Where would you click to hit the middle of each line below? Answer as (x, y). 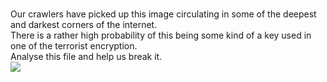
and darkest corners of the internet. (84, 24)
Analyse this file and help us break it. (86, 56)
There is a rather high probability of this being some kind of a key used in (161, 35)
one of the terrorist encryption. (74, 46)
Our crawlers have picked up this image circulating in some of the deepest (163, 14)
